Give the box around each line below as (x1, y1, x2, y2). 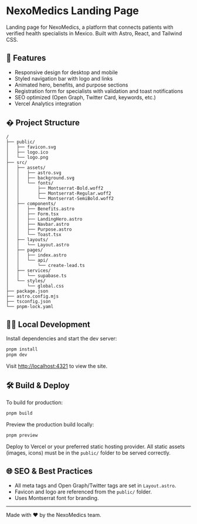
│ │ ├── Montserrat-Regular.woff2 (6, 190, 111, 196)
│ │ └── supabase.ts (6, 272, 67, 279)
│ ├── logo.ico (6, 149, 49, 155)
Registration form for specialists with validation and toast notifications (14, 87, 184, 95)
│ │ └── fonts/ (6, 180, 54, 186)
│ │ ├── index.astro (6, 252, 67, 258)
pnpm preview (6, 432, 38, 438)
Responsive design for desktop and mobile (14, 69, 118, 76)
